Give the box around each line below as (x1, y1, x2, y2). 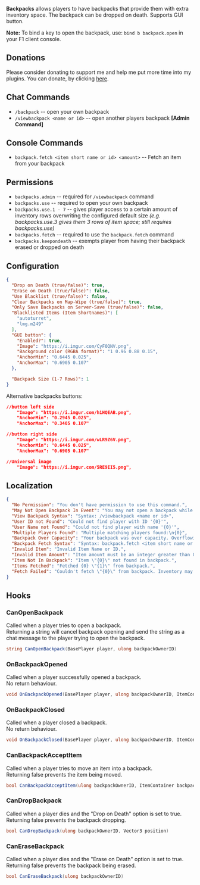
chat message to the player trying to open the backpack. (6, 634, 145, 642)
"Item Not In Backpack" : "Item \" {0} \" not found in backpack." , (11, 557, 177, 563)
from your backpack (14, 160, 65, 167)
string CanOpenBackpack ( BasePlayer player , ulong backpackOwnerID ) (6, 646, 177, 652)
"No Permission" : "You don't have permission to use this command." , (11, 502, 187, 508)
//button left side (6, 404, 55, 410)
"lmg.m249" (17, 321, 44, 327)
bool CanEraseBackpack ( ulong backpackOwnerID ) (6, 873, 124, 879)
